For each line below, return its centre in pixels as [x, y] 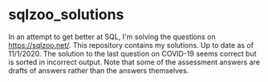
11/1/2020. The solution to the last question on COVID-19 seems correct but [132, 53]
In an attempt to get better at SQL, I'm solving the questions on [112, 37]
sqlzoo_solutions [66, 15]
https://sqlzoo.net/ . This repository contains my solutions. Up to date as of [131, 45]
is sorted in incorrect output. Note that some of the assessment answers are [134, 62]
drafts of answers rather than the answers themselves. [99, 70]
